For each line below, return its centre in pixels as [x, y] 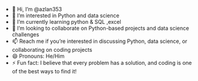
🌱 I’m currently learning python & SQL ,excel [66, 22]
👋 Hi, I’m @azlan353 [37, 9]
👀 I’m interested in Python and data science [66, 15]
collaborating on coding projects [52, 50]
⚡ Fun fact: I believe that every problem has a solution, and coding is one [102, 63]
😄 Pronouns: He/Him [38, 56]
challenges [25, 35]
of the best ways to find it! [44, 71]
